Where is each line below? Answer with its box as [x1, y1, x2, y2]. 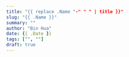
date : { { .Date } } [6, 31, 52, 37]
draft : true [6, 42, 36, 48]
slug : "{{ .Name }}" [6, 14, 58, 20]
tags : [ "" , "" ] [6, 36, 44, 42]
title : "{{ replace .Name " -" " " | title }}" [6, 8, 124, 15]
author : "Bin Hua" [6, 25, 52, 31]
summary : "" [6, 20, 36, 26]
